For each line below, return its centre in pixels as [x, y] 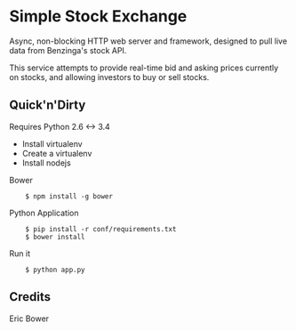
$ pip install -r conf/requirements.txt [101, 229]
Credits [30, 297]
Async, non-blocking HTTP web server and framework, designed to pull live [148, 41]
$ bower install [56, 237]
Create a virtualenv [57, 153]
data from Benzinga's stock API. [68, 50]
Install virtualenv [52, 143]
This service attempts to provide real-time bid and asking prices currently [144, 68]
